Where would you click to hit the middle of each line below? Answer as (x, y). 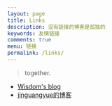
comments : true (29, 40)
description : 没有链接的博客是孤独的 (56, 27)
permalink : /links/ (36, 53)
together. (37, 73)
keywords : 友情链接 (34, 33)
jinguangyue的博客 (44, 95)
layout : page (26, 14)
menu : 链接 (22, 46)
